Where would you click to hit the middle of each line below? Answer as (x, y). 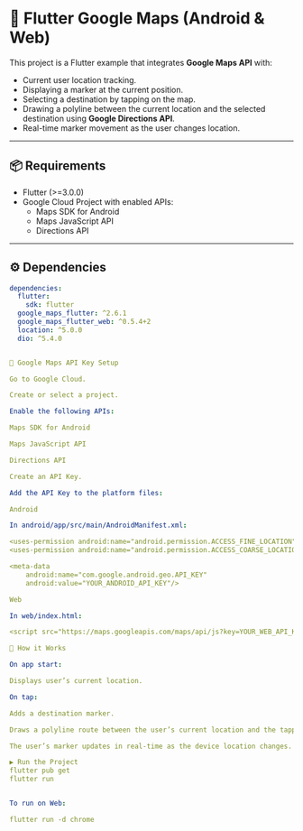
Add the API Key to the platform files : (87, 493)
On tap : (24, 697)
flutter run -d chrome (52, 819)
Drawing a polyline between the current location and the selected (144, 108)
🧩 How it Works (38, 649)
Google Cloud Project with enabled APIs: (98, 201)
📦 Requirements (58, 166)
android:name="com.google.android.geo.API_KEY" (116, 575)
